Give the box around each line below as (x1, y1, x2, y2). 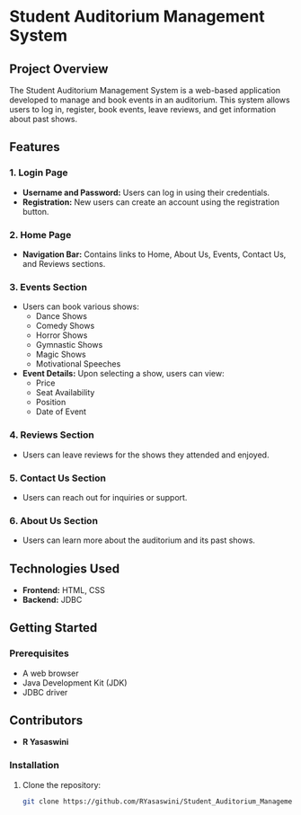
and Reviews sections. (22, 258, 106, 269)
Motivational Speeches (35, 359, 121, 369)
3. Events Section (9, 280, 88, 293)
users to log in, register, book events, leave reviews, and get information (9, 104, 277, 114)
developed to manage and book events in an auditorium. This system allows (9, 94, 290, 105)
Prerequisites (9, 647, 69, 660)
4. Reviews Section (9, 429, 94, 441)
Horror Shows (35, 330, 88, 341)
